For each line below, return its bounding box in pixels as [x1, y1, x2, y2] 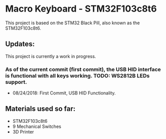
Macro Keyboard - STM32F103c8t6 [5, 3, 157, 15]
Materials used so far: [5, 105, 76, 113]
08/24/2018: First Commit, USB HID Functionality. [12, 90, 116, 96]
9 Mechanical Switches [12, 123, 62, 129]
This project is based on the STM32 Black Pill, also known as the [5, 20, 140, 26]
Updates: [5, 40, 35, 49]
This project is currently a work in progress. [5, 53, 96, 59]
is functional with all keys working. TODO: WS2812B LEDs [5, 72, 150, 79]
